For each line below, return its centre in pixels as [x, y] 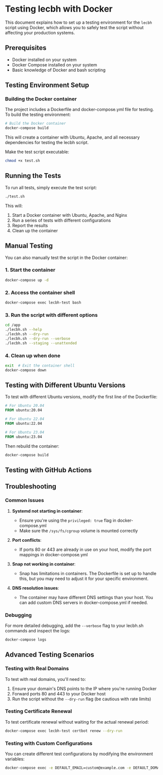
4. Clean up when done [33, 355]
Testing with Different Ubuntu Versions [65, 385]
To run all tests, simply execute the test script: [51, 187]
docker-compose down [26, 370]
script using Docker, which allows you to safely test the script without [74, 27]
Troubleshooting [31, 487]
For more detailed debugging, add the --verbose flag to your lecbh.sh [74, 625]
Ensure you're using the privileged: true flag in [68, 520]
